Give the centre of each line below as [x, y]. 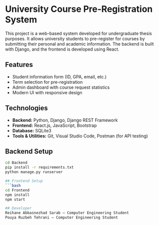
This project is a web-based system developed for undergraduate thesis [79, 33]
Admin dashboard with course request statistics [61, 87]
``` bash [13, 185]
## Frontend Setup [24, 181]
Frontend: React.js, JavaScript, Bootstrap [55, 125]
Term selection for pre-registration [47, 82]
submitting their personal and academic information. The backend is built [79, 44]
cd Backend [16, 163]
